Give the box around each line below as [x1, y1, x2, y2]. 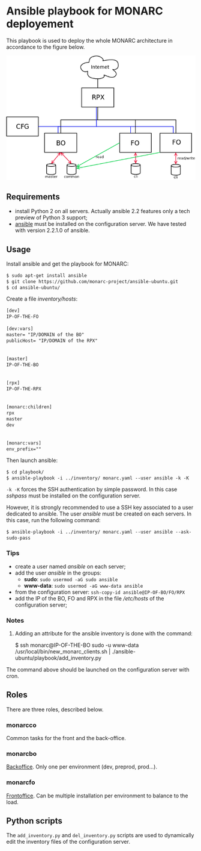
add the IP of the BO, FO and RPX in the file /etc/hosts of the [14, 594, 164, 602]
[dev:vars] [6, 326, 34, 332]
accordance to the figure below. [6, 43, 85, 51]
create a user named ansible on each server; [14, 563, 126, 570]
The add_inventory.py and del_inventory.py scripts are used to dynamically [6, 832, 194, 839]
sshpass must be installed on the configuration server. [6, 492, 141, 499]
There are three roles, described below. [6, 706, 104, 713]
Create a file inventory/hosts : [6, 295, 78, 302]
